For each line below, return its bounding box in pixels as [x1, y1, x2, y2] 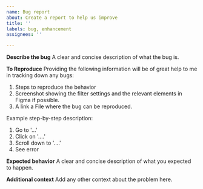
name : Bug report [6, 9, 50, 15]
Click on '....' [15, 133, 46, 140]
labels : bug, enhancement [6, 26, 72, 32]
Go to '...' [15, 126, 38, 134]
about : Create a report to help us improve [6, 15, 118, 21]
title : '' [6, 20, 32, 26]
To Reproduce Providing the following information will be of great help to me [6, 65, 198, 73]
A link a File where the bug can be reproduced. [15, 103, 133, 110]
